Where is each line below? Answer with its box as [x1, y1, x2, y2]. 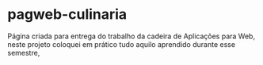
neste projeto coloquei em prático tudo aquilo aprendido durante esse [7, 39, 235, 49]
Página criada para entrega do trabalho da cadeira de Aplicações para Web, [7, 31, 255, 41]
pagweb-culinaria [7, 5, 128, 23]
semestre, [7, 48, 40, 57]
